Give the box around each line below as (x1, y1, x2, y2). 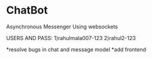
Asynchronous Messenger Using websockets (6, 23, 118, 30)
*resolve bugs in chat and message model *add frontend (6, 45, 147, 53)
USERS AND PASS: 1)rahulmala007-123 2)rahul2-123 (6, 34, 136, 41)
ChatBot (6, 4, 48, 17)
